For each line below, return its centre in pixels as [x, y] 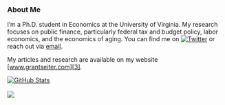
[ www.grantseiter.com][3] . [45, 67]
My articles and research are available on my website [83, 60]
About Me [24, 10]
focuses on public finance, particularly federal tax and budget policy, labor [113, 32]
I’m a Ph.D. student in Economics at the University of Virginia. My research [112, 25]
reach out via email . [35, 47]
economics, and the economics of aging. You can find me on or [111, 39]
